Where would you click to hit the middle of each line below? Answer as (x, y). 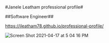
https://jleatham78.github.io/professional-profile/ (54, 26)
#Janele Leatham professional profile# (44, 7)
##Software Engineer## (29, 16)
